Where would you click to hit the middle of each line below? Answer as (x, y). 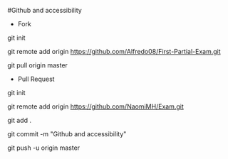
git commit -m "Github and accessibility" (67, 134)
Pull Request (36, 79)
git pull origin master (37, 65)
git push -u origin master (44, 148)
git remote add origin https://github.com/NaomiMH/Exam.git (95, 106)
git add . (20, 120)
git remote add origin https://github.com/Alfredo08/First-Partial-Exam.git (114, 51)
